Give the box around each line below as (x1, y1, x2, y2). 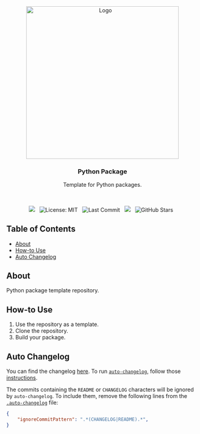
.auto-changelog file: (6, 399, 59, 406)
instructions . (6, 374, 38, 381)
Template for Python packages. (63, 181, 142, 189)
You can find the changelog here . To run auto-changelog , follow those (6, 367, 181, 375)
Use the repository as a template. (15, 320, 99, 328)
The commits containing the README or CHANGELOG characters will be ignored (6, 386, 194, 393)
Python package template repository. (6, 287, 99, 294)
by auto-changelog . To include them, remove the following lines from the (6, 392, 188, 399)
